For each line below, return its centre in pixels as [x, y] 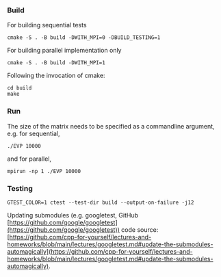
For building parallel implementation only [64, 51]
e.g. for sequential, [34, 133]
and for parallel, [29, 159]
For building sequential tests [47, 25]
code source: [140, 229]
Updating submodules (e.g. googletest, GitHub [73, 215]
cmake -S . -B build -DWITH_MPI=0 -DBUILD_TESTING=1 [84, 38]
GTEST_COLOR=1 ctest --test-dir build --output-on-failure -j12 [101, 202]
